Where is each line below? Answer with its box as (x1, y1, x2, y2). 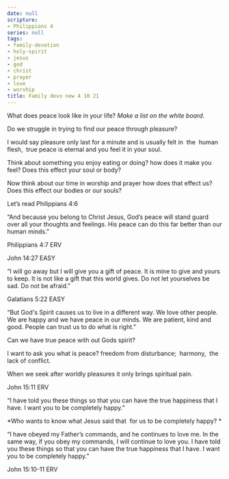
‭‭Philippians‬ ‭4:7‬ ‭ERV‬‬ (7, 241, 62, 248)
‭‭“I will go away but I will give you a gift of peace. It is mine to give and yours (7, 268, 221, 275)
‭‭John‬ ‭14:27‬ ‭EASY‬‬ (7, 254, 56, 262)
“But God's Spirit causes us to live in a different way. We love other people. (7, 309, 218, 316)
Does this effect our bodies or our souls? (7, 186, 122, 194)
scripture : (7, 16, 38, 23)
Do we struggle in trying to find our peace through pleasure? (7, 125, 178, 133)
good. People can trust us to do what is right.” (7, 323, 137, 331)
